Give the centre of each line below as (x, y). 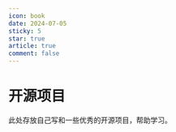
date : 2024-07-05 (38, 23)
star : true (27, 38)
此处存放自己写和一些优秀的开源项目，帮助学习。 (90, 120)
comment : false (34, 53)
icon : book (27, 16)
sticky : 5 (25, 31)
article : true (32, 46)
